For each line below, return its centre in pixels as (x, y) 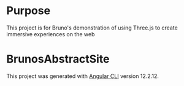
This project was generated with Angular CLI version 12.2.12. (83, 76)
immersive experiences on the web (51, 34)
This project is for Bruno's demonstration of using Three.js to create (92, 28)
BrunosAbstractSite (58, 59)
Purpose (29, 11)
